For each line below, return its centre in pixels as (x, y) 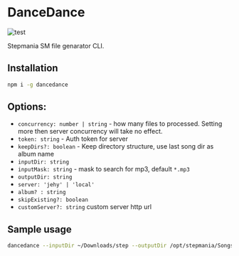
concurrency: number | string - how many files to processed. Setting (120, 124)
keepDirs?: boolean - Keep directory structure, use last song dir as (116, 146)
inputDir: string (43, 162)
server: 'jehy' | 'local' (56, 185)
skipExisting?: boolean (53, 200)
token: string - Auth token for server (73, 139)
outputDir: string (45, 177)
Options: (27, 107)
